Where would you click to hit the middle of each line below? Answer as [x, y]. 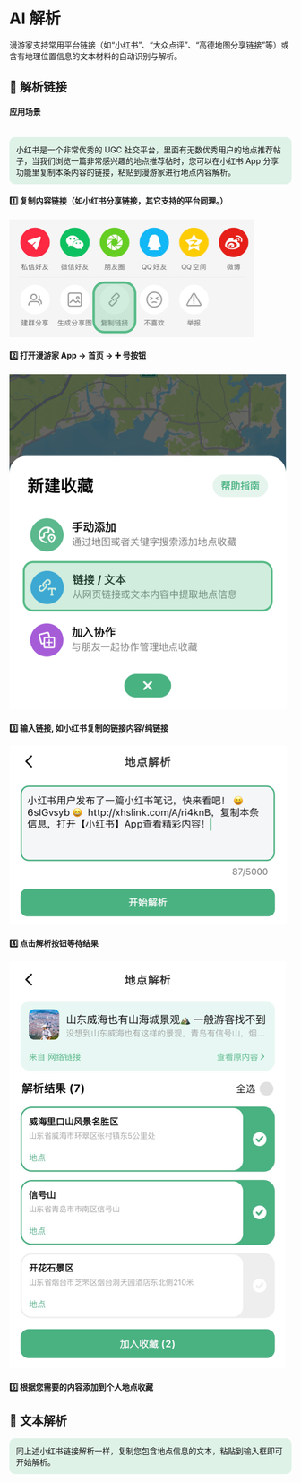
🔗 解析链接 [38, 87]
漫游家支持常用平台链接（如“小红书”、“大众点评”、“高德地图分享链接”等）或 [149, 45]
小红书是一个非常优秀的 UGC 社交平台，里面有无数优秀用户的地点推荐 [145, 150]
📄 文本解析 [38, 1421]
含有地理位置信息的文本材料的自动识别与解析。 [95, 56]
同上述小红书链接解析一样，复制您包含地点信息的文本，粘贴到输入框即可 [150, 1451]
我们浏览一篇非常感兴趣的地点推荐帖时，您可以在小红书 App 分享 [159, 160]
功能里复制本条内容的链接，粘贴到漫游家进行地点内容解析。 [126, 172]
